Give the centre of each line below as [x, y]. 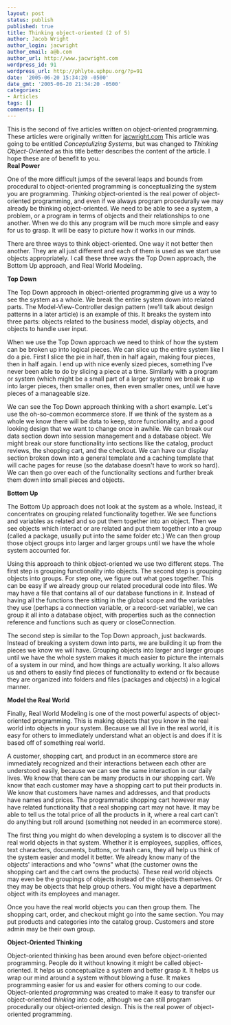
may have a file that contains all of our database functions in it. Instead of [111, 593]
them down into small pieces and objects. [66, 480]
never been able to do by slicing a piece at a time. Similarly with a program [113, 371]
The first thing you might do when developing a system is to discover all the [114, 835]
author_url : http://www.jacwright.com [63, 59]
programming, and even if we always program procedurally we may [128, 201]
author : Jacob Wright [38, 39]
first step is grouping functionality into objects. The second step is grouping [114, 571]
